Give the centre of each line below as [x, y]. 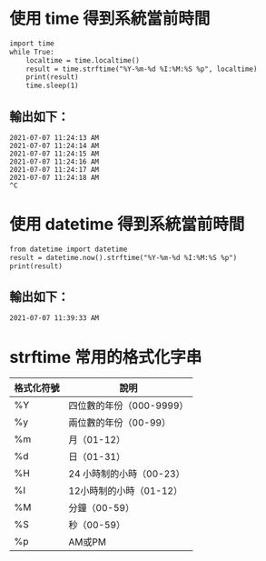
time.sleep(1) [52, 86]
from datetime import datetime [69, 249]
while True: [32, 52]
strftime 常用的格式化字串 [106, 357]
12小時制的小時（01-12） [126, 491]
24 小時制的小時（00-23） [127, 474]
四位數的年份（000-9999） [128, 406]
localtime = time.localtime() [83, 60]
